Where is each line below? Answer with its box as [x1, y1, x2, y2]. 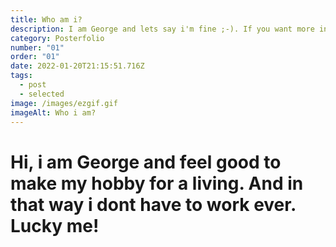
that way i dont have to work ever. [10, 193, 297, 216]
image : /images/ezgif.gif [10, 98, 118, 108]
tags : [10, 71, 33, 81]
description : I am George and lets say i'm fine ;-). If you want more [10, 24, 315, 34]
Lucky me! [10, 214, 100, 237]
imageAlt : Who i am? [10, 107, 97, 118]
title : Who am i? [10, 14, 83, 25]
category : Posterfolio [10, 33, 105, 43]
